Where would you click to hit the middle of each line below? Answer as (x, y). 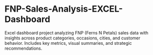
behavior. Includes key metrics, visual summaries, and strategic (68, 43)
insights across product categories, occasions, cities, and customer (73, 38)
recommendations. (23, 48)
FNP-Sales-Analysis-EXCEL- (64, 9)
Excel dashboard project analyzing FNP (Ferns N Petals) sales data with (76, 33)
